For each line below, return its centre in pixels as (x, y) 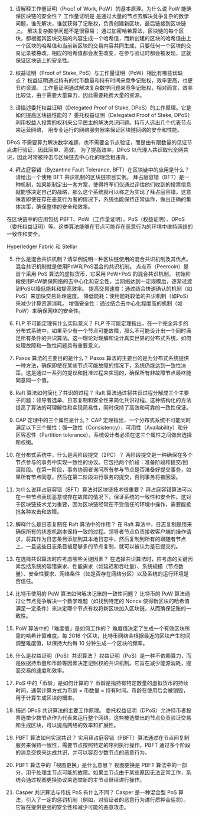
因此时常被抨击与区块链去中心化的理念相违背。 (74, 157)
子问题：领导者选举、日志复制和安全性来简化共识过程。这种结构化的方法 (103, 400)
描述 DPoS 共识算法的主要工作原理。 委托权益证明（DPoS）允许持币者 (101, 710)
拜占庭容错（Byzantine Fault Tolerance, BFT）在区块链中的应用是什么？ (102, 170)
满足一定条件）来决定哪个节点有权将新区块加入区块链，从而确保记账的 (101, 608)
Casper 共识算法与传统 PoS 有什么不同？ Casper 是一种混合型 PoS (96, 792)
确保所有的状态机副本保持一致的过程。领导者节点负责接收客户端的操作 (101, 531)
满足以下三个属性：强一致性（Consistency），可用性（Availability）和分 (102, 427)
